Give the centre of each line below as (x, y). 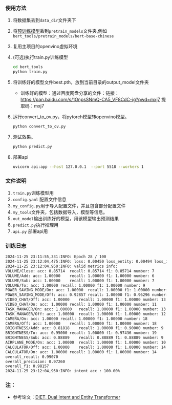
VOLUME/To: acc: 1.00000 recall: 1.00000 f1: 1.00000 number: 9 (75, 285)
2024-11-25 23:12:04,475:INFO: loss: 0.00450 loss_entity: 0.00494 (79, 262)
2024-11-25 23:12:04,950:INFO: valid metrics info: (61, 267)
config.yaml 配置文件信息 (39, 199)
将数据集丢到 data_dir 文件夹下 (45, 20)
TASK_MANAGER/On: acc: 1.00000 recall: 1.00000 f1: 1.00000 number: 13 (86, 309)
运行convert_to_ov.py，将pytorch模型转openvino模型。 (71, 117)
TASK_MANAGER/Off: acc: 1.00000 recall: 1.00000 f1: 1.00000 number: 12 (86, 314)
